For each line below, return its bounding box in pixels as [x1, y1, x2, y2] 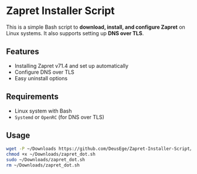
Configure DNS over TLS [14, 69, 74, 76]
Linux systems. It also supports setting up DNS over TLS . [6, 29, 144, 36]
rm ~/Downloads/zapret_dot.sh [6, 162, 80, 168]
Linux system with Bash [14, 107, 72, 114]
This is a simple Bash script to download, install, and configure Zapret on [6, 23, 186, 30]
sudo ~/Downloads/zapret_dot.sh [6, 157, 85, 163]
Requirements [6, 92, 59, 102]
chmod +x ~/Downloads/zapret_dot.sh [6, 151, 96, 158]
